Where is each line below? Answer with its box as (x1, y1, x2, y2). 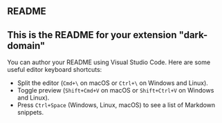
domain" (7, 39, 46, 51)
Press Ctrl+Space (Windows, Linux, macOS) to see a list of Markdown (17, 101, 216, 109)
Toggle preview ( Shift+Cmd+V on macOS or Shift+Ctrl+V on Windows (17, 86, 214, 95)
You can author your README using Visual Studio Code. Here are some (7, 58, 211, 66)
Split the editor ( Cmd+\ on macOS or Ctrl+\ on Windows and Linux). (17, 79, 209, 87)
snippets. (17, 108, 44, 117)
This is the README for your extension (7, 29, 178, 41)
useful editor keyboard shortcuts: (7, 66, 102, 74)
